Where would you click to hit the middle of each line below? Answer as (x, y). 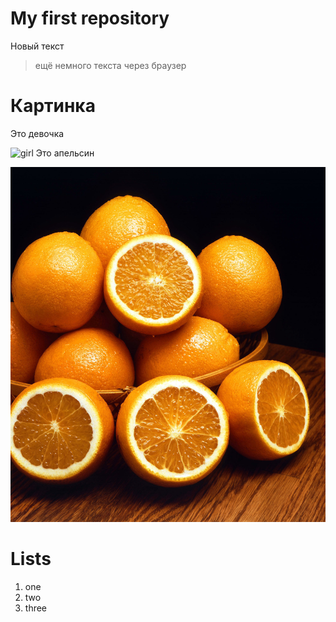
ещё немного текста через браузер (110, 65)
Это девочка (37, 133)
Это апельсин (65, 153)
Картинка (53, 106)
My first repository (90, 18)
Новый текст (37, 46)
